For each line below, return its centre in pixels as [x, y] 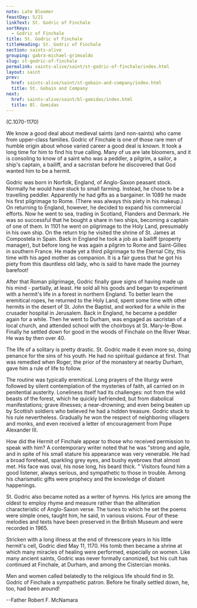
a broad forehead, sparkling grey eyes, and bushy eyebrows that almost [93, 460]
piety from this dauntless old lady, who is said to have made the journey [93, 264]
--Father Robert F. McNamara [42, 600]
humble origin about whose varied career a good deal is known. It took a [94, 146]
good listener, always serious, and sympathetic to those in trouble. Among [96, 472]
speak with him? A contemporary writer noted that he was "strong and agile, [98, 447]
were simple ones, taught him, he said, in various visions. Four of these [92, 515]
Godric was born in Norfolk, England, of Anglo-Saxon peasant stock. [89, 182]
